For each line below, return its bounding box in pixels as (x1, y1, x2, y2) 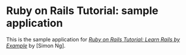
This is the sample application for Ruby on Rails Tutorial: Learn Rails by (6, 36, 180, 43)
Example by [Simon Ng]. (6, 42, 66, 49)
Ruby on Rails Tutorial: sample (6, 4, 159, 18)
